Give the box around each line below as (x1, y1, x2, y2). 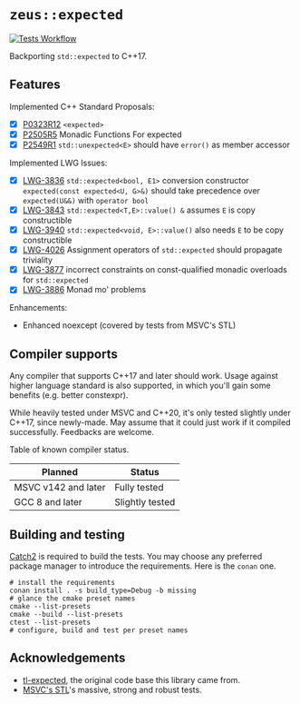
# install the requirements (9, 578, 116, 587)
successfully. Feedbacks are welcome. (9, 427, 154, 438)
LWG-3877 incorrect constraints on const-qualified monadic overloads (22, 264, 287, 275)
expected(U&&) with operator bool (22, 195, 150, 205)
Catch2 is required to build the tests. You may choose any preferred (9, 550, 263, 561)
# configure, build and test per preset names (9, 625, 189, 635)
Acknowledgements (9, 650, 126, 666)
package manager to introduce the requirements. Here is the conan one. (9, 560, 276, 571)
